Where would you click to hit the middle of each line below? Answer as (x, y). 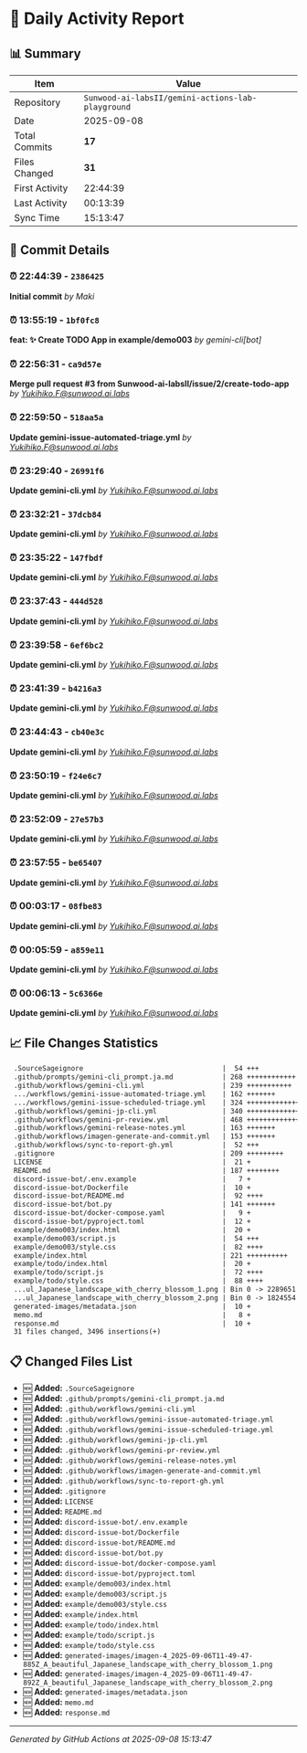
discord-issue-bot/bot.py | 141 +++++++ (144, 1205)
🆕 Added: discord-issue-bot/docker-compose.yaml (119, 1563)
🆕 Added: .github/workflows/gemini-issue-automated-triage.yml (148, 1419)
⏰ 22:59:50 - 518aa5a (57, 417)
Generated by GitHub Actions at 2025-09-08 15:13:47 (111, 1739)
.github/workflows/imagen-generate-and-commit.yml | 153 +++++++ (144, 1136)
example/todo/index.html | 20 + (132, 1264)
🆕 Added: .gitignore (64, 1491)
